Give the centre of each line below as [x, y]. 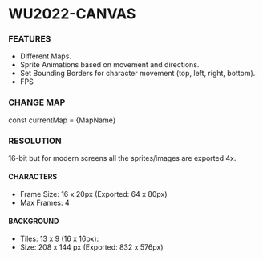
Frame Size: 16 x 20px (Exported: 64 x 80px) [93, 194]
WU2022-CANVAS [72, 14]
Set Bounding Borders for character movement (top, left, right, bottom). [138, 74]
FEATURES [30, 39]
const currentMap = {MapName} [62, 120]
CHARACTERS [33, 176]
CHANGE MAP [37, 102]
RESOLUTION [35, 141]
